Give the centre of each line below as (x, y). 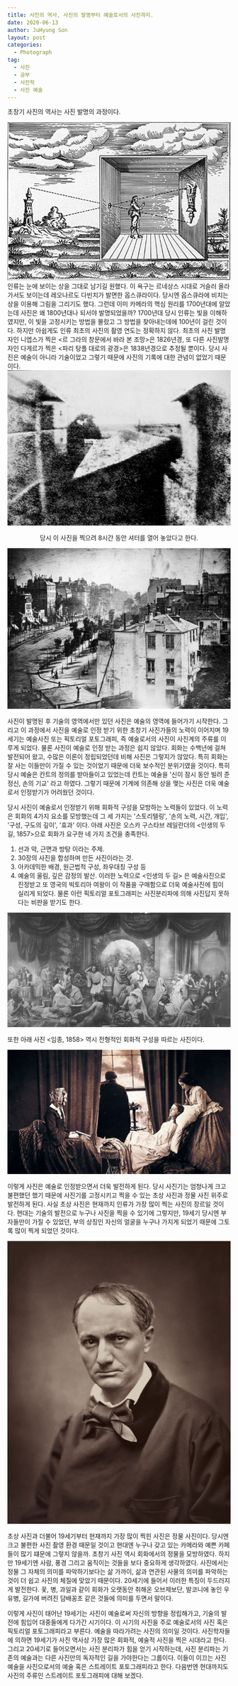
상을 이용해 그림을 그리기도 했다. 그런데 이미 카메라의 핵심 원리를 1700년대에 (112, 304)
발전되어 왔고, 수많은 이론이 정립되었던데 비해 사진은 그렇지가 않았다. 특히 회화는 (118, 756)
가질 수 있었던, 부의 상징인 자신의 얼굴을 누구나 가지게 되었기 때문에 (124, 1222)
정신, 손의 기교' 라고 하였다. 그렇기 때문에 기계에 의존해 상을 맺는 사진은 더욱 (112, 783)
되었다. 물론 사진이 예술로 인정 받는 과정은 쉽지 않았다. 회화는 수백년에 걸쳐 (123, 747)
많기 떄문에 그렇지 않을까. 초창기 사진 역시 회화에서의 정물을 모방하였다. (119, 1554)
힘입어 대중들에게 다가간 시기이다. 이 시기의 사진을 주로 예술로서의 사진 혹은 (124, 1622)
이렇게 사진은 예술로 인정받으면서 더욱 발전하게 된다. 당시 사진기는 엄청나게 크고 (117, 1186)
